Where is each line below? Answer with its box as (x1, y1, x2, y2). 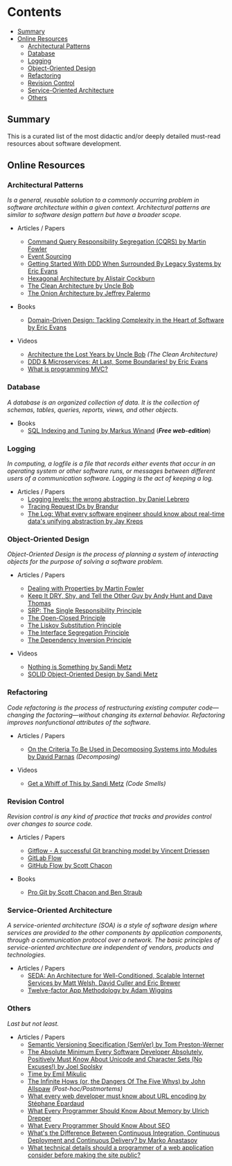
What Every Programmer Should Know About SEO (27, 1121, 171, 1129)
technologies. (7, 951, 46, 959)
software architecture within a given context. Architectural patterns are (7, 203, 211, 212)
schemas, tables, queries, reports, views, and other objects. (7, 405, 179, 413)
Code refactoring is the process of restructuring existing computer (7, 703, 197, 712)
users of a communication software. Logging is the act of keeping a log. (7, 474, 213, 483)
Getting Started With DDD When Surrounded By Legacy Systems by (27, 259, 222, 268)
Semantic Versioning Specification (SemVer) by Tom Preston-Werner (27, 1040, 224, 1048)
